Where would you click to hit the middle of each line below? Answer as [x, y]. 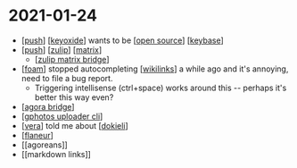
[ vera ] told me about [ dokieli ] [74, 125]
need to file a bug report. [67, 78]
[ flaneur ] [37, 135]
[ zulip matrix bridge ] [72, 59]
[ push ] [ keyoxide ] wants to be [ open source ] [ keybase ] [122, 40]
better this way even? [74, 97]
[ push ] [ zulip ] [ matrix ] [62, 49]
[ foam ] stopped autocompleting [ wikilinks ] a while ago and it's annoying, [155, 69]
